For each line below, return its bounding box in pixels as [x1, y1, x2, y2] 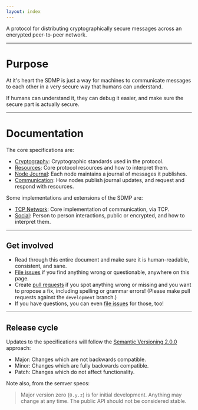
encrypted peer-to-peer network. [6, 31, 87, 38]
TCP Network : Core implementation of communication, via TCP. [14, 206, 170, 213]
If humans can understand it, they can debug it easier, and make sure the [6, 94, 184, 101]
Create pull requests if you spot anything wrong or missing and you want [14, 281, 192, 289]
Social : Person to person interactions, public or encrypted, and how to [14, 211, 185, 219]
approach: [6, 345, 31, 352]
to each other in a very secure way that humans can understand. [6, 83, 163, 90]
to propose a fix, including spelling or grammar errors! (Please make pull [14, 287, 190, 295]
